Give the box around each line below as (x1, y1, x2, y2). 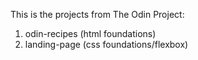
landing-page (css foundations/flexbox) (24, 39, 189, 50)
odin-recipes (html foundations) (24, 28, 157, 39)
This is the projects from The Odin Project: (10, 9, 185, 20)
